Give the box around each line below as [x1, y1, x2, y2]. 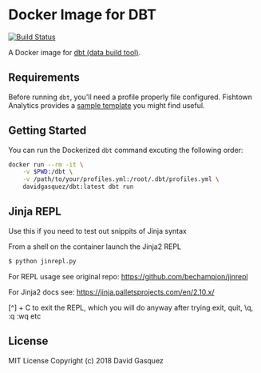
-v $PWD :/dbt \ [22, 168, 73, 176]
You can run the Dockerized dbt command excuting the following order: [8, 145, 243, 154]
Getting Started [8, 124, 87, 138]
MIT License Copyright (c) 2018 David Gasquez [8, 355, 164, 365]
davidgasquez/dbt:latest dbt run [22, 182, 134, 191]
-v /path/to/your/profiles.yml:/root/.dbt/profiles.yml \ [22, 175, 219, 183]
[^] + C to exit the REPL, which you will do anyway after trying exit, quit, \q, [8, 303, 254, 312]
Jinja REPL [8, 205, 61, 219]
